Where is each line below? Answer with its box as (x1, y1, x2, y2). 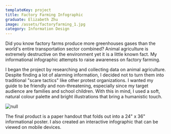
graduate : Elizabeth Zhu (5, 17, 58, 22)
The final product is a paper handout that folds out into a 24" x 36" (5, 113, 145, 120)
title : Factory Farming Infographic (5, 12, 83, 17)
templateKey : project (5, 7, 52, 13)
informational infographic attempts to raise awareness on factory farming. (5, 57, 161, 63)
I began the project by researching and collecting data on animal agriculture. (5, 67, 166, 73)
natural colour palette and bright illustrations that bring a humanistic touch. (5, 94, 162, 100)
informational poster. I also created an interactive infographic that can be (5, 119, 158, 125)
